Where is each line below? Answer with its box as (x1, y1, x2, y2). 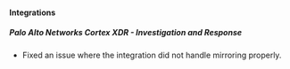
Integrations (9, 7, 56, 18)
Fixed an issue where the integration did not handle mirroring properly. (21, 50, 282, 60)
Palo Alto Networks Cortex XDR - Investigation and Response (9, 27, 243, 38)
